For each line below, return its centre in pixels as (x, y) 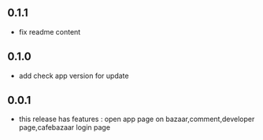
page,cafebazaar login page (65, 127)
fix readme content (50, 31)
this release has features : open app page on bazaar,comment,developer (137, 119)
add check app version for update (74, 76)
